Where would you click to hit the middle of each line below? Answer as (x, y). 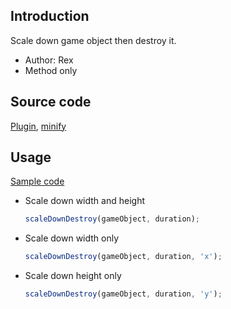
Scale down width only (72, 238)
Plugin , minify (38, 126)
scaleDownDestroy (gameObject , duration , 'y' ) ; (123, 294)
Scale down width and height (84, 201)
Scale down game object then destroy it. (93, 40)
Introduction (50, 16)
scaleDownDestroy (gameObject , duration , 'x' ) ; (123, 257)
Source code (51, 102)
